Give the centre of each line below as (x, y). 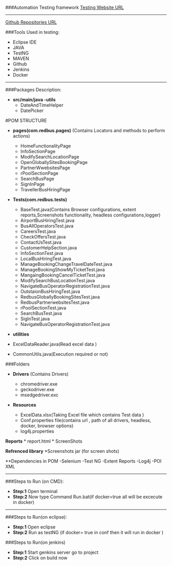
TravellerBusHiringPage (45, 189)
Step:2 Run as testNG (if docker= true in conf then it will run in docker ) (88, 532)
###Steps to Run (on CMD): (35, 481)
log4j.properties (37, 431)
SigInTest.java (35, 319)
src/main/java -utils (34, 99)
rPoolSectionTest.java (43, 308)
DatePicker (32, 111)
